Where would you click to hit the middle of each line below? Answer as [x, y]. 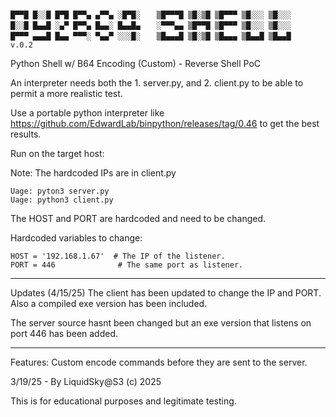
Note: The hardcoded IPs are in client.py [93, 173]
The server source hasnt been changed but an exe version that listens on [161, 323]
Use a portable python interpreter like [87, 113]
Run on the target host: [57, 153]
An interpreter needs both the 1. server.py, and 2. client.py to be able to [157, 83]
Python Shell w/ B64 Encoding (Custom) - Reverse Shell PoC [136, 63]
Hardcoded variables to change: [76, 238]
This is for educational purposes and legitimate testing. [123, 401]
